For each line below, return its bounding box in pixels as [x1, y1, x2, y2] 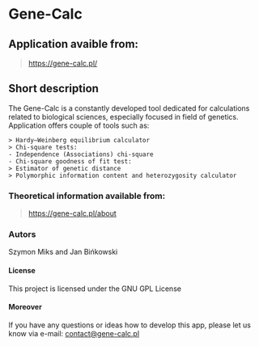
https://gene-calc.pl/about [28, 209, 117, 218]
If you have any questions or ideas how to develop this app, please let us [8, 320, 251, 330]
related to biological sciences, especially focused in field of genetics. [8, 112, 239, 121]
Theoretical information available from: [8, 190, 166, 201]
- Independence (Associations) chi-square [8, 150, 154, 158]
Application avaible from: [8, 37, 139, 51]
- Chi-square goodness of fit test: [8, 157, 132, 166]
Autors [8, 229, 36, 240]
